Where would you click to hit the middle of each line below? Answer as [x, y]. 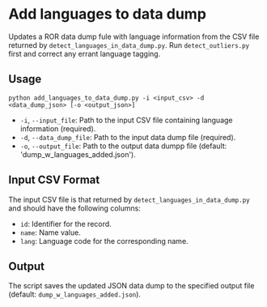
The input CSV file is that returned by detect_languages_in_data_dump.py [129, 199]
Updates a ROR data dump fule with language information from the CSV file [134, 36]
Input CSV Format [54, 180]
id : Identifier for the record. [66, 224]
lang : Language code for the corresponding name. [104, 241]
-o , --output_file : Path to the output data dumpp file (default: [123, 146]
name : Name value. [50, 232]
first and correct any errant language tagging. [85, 53]
